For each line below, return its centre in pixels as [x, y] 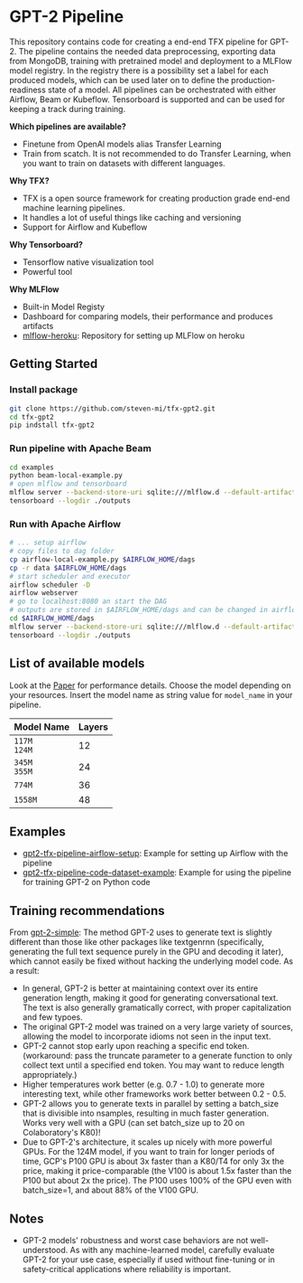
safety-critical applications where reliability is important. [127, 1269]
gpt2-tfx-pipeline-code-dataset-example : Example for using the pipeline [156, 873]
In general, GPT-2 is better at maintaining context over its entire [140, 988]
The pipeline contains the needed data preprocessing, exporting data [147, 51]
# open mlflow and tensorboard [68, 484]
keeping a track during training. [68, 108]
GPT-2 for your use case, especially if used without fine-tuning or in [148, 1259]
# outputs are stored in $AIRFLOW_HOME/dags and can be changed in [139, 610]
